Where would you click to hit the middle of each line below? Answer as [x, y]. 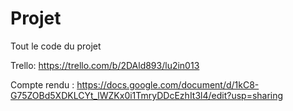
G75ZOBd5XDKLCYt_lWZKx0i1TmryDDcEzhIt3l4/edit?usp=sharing [147, 95]
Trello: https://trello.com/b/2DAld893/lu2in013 [105, 65]
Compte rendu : [42, 84]
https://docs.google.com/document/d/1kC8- [168, 84]
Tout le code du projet [56, 46]
